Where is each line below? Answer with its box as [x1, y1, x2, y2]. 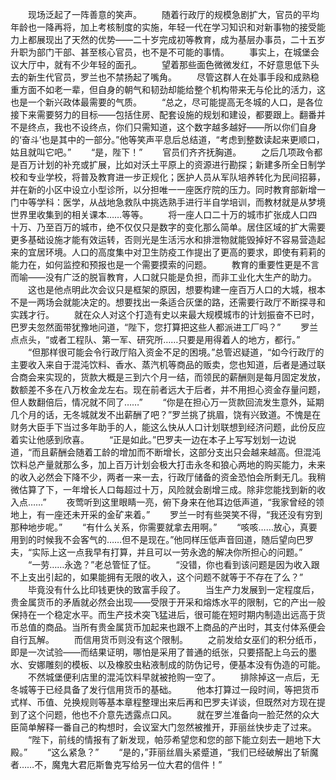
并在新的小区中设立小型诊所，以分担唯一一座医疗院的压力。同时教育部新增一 [10, 184, 326, 195]
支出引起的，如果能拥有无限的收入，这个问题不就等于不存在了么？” [27, 571, 304, 583]
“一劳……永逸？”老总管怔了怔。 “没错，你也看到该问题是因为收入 [27, 559, 312, 570]
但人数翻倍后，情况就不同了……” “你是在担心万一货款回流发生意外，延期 [10, 396, 325, 408]
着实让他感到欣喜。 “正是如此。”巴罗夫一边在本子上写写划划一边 [10, 434, 288, 445]
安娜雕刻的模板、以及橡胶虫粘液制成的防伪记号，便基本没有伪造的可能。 [27, 659, 326, 670]
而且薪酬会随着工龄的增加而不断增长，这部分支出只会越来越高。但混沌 [31, 446, 322, 458]
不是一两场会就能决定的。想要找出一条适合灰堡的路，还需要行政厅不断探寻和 [10, 296, 326, 308]
